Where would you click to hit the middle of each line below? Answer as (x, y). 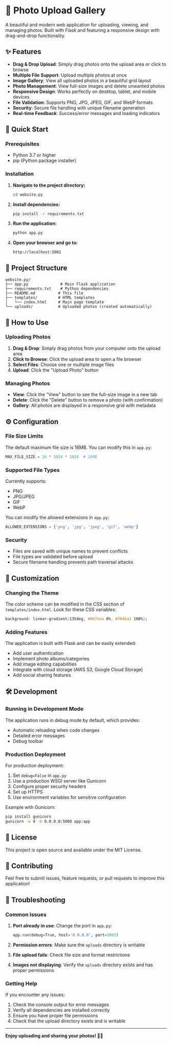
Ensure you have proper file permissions (55, 1016)
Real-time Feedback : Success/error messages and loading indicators (86, 113)
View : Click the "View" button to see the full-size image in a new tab (85, 394)
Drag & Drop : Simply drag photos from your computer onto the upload (87, 348)
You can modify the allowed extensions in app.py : (57, 518)
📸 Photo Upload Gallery (56, 11)
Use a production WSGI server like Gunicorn (59, 781)
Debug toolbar (28, 741)
